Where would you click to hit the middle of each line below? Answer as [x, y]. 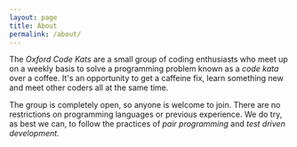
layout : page [33, 17]
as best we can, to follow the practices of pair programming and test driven [148, 124]
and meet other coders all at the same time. [89, 88]
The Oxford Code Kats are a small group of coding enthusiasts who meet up [149, 60]
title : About [33, 26]
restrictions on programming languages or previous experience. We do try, [146, 114]
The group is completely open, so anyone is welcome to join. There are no [145, 105]
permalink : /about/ [45, 34]
